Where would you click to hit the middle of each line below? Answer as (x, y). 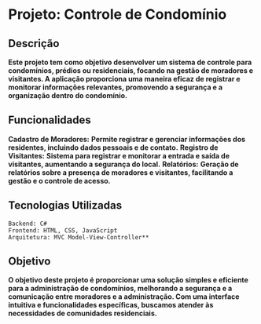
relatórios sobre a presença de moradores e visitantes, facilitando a (121, 172)
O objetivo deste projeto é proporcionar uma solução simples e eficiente (129, 280)
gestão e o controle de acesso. (59, 180)
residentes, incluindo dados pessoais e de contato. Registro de (113, 147)
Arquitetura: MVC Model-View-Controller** (79, 237)
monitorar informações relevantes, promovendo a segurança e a (115, 87)
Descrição (34, 44)
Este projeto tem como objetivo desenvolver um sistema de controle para (130, 62)
